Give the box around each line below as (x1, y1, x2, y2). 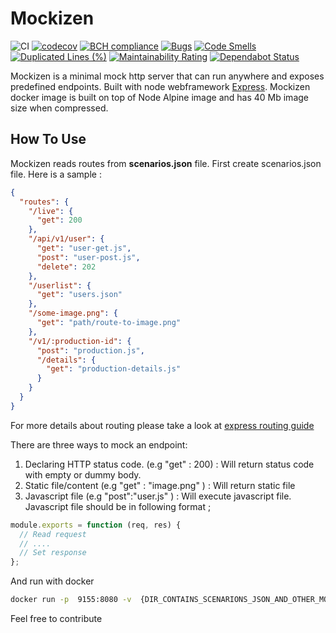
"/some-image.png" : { (28, 308, 118, 319)
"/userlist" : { (28, 280, 92, 291)
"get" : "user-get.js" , (36, 243, 132, 253)
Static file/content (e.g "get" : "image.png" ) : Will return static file (24, 479, 296, 491)
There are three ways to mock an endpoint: (10, 438, 188, 451)
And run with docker (10, 575, 95, 587)
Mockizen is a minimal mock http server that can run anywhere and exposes (10, 70, 325, 82)
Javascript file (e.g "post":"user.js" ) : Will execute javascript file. (24, 490, 292, 502)
